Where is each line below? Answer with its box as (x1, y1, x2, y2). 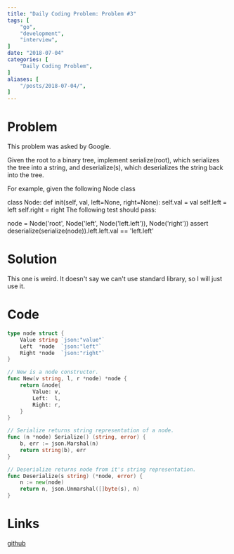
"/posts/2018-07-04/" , (20, 82, 86, 89)
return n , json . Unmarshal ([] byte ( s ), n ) (20, 486, 140, 493)
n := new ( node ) (20, 479, 65, 486)
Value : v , (32, 388, 61, 395)
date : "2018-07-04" (7, 50, 65, 57)
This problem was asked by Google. (7, 142, 111, 151)
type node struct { (7, 330, 65, 337)
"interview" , (20, 37, 58, 44)
